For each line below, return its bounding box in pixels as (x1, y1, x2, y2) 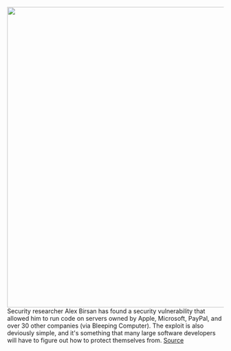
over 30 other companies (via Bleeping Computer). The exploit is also (7, 321, 204, 330)
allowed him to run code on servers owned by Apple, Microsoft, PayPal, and (7, 315, 222, 322)
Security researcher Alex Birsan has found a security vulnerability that (7, 307, 206, 315)
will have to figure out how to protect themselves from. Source (7, 337, 184, 344)
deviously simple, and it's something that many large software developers (7, 329, 216, 337)
